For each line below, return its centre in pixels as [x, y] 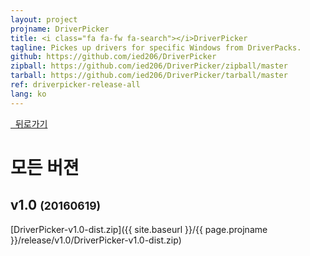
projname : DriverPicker [60, 29]
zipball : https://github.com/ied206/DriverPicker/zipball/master [149, 66]
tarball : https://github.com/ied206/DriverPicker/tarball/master [149, 76]
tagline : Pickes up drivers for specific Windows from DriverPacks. [156, 47]
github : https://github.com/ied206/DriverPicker [113, 57]
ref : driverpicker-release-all [75, 85]
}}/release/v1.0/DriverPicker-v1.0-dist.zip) [96, 240]
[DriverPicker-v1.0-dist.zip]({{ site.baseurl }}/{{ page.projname [139, 229]
